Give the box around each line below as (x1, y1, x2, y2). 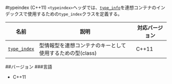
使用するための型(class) (39, 50, 97, 56)
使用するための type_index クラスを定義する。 (27, 11, 122, 17)
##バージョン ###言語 (5, 64, 52, 70)
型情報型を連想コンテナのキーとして (39, 42, 126, 49)
